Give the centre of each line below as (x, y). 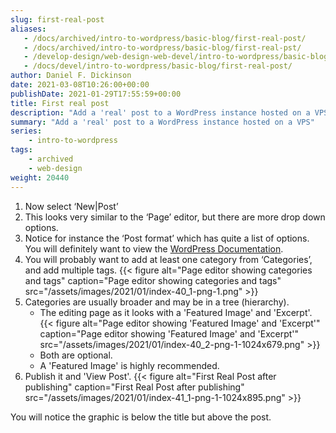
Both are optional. (76, 355)
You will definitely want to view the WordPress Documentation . (154, 248)
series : (26, 131)
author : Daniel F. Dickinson (71, 76)
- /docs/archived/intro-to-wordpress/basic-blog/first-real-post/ (165, 38)
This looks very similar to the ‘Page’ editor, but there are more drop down (175, 217)
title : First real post (60, 103)
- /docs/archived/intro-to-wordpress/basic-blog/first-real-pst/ (162, 47)
